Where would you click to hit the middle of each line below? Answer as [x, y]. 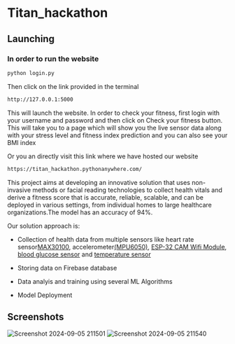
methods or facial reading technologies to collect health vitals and [127, 190]
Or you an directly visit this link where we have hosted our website [103, 156]
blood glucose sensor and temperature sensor [84, 254]
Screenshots [36, 317]
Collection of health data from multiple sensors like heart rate [106, 239]
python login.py [31, 73]
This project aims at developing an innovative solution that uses [99, 182]
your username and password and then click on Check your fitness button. [115, 120]
